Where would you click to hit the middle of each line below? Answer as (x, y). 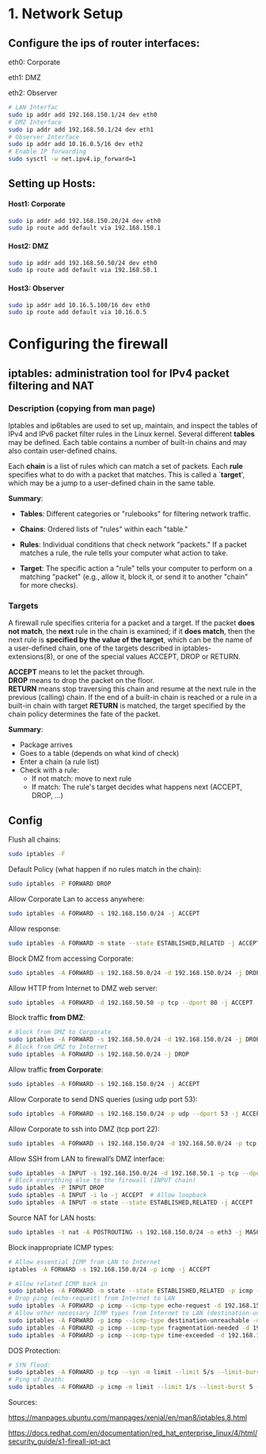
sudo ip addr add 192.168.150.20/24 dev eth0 (84, 221)
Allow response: (34, 928)
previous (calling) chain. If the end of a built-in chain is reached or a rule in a (133, 697)
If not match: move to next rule (82, 779)
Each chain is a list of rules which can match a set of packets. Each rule (125, 466)
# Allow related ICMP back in (58, 1283)
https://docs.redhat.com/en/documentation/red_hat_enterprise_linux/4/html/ (133, 1433)
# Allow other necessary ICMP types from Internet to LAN (106, 1314)
